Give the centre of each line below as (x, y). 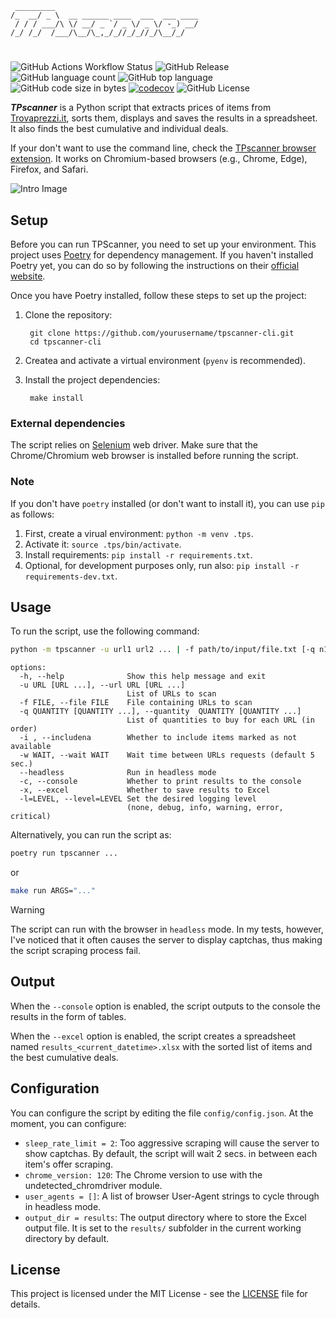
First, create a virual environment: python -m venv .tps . (139, 533)
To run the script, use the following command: (105, 631)
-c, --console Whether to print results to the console (160, 782)
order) (24, 729)
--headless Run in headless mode (118, 773)
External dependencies (68, 423)
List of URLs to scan (171, 694)
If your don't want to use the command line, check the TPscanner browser (163, 148)
